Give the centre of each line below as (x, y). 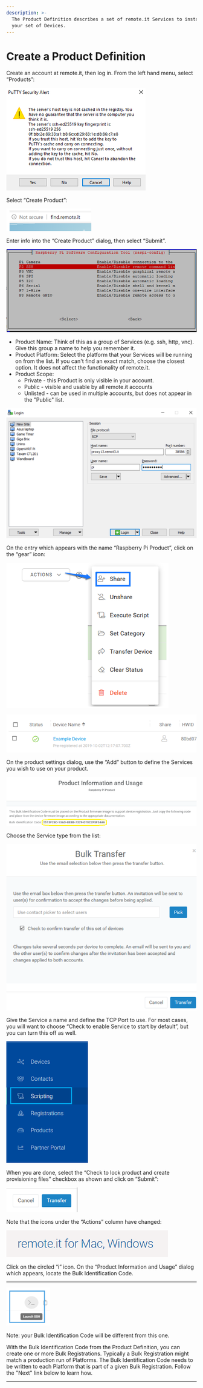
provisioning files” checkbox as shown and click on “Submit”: (82, 1179)
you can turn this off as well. (42, 1033)
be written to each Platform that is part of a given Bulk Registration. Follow (99, 1367)
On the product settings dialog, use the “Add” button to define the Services (100, 762)
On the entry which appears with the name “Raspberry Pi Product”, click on (100, 548)
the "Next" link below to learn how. (50, 1373)
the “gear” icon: (26, 554)
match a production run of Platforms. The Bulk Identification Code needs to (100, 1360)
